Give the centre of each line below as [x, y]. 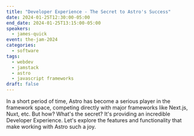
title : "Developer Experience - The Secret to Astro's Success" [89, 12]
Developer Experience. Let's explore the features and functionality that [94, 120]
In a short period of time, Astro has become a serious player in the [88, 101]
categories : [21, 46]
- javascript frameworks [43, 78]
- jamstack [25, 67]
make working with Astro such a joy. [51, 127]
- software [25, 51]
